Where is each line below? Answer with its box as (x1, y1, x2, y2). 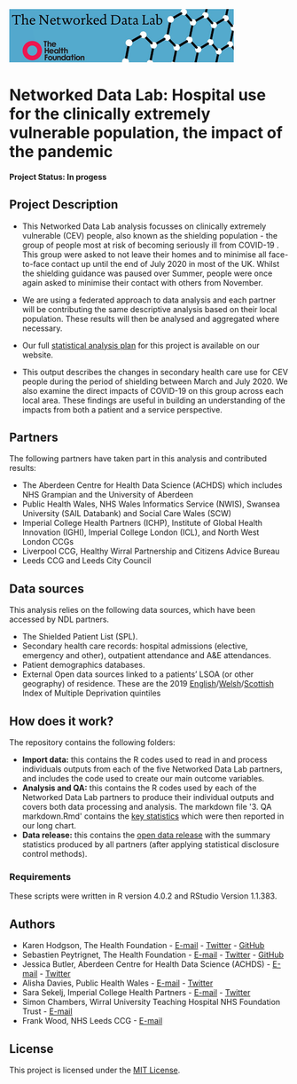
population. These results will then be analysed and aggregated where (21, 313, 280, 324)
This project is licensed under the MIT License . (9, 1064, 181, 1075)
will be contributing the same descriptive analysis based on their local (21, 303, 277, 314)
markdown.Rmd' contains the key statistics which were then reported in (21, 811, 285, 821)
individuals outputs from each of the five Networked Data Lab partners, (21, 764, 284, 774)
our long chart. (21, 821, 77, 831)
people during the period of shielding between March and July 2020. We (21, 376, 288, 387)
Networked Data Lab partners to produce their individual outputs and (21, 792, 275, 803)
